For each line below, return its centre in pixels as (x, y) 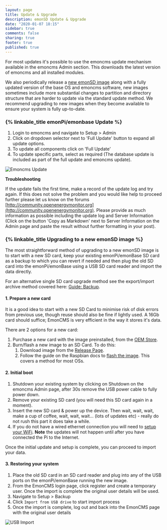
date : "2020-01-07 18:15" (32, 24)
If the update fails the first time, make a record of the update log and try (79, 189)
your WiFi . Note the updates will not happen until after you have (78, 432)
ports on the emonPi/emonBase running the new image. (70, 480)
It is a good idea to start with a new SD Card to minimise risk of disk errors (82, 310)
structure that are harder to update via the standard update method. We (79, 98)
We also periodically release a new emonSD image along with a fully (76, 82)
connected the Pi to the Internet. (46, 437)
